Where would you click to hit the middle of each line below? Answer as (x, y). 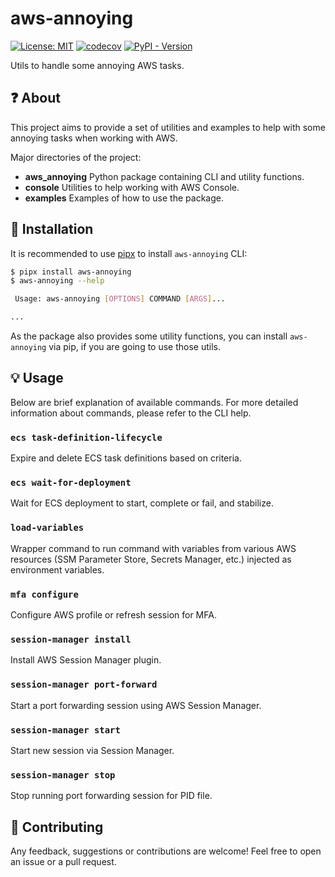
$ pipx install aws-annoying (71, 272)
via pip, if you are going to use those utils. (135, 347)
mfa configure (44, 594)
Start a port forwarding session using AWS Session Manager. (136, 705)
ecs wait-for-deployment (71, 483)
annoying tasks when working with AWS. (94, 138)
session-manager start (65, 730)
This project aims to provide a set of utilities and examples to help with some (168, 127)
